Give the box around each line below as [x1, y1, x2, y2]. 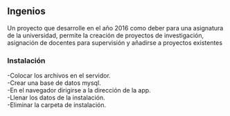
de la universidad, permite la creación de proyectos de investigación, [7, 31, 204, 39]
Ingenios [7, 6, 46, 17]
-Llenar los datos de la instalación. [7, 93, 105, 102]
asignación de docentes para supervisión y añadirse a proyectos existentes [7, 38, 223, 47]
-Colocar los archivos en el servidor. [7, 72, 111, 80]
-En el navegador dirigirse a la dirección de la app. [7, 86, 151, 95]
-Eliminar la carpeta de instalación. [7, 101, 107, 109]
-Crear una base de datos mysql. [7, 79, 102, 87]
